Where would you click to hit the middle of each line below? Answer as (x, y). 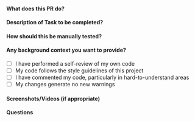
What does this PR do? (36, 9)
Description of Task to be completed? (55, 22)
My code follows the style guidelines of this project (79, 71)
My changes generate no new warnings (65, 85)
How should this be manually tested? (54, 36)
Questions (20, 112)
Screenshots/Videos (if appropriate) (53, 99)
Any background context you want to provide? (66, 50)
